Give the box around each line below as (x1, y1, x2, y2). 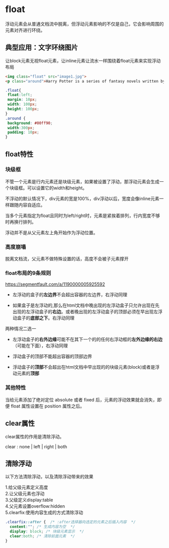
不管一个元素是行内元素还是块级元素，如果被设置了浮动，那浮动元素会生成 (5, 178, 159, 184)
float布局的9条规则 (5, 269, 51, 277)
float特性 (5, 150, 34, 158)
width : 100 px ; (7, 102, 37, 107)
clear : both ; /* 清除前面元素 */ (10, 533, 75, 538)
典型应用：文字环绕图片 (5, 43, 78, 52)
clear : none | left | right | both (5, 443, 67, 449)
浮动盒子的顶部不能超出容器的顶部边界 (12, 354, 92, 360)
